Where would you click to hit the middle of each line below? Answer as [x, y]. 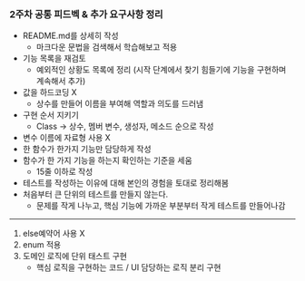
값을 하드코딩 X [49, 92]
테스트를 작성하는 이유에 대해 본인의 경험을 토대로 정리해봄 [126, 183]
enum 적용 [42, 245]
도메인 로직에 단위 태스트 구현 [74, 257]
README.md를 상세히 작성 [71, 36]
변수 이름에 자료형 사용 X [66, 138]
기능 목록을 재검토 [54, 58]
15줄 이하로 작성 [64, 172]
